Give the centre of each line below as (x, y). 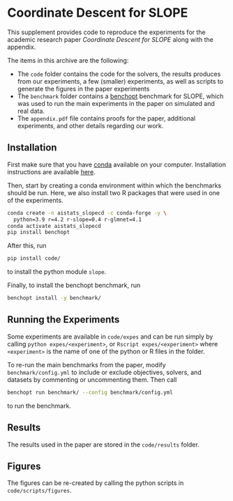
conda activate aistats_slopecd (54, 226)
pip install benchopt (39, 232)
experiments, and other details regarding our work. (90, 125)
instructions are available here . (51, 171)
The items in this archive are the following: (68, 60)
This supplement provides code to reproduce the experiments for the (106, 32)
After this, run (27, 246)
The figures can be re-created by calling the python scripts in (96, 483)
